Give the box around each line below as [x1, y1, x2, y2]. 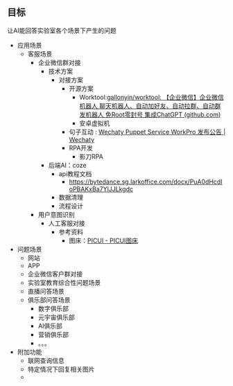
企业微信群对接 [37, 58, 81, 67]
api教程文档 [58, 169, 92, 178]
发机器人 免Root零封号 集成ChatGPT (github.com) [79, 110, 221, 119]
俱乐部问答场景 [27, 295, 71, 304]
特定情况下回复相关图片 [27, 365, 95, 373]
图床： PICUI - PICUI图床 [69, 236, 139, 245]
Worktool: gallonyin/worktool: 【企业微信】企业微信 [79, 93, 224, 101]
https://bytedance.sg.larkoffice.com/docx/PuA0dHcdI [69, 177, 223, 186]
